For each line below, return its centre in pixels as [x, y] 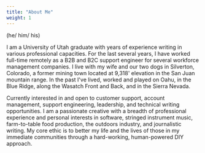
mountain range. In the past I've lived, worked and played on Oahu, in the [99, 80]
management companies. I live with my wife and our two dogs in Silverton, [100, 66]
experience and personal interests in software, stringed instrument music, [100, 118]
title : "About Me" [30, 12]
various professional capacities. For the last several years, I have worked [98, 53]
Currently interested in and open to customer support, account [86, 98]
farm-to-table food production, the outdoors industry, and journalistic [94, 124]
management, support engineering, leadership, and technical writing [93, 104]
